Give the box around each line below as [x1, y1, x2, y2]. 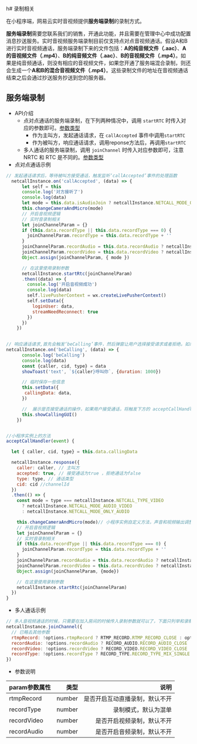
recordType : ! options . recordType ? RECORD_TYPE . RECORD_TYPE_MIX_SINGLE [11, 651, 191, 657]
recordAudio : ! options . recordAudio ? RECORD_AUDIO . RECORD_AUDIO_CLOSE [11, 640, 188, 646]
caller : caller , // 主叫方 [16, 465, 80, 471]
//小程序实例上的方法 [6, 433, 51, 439]
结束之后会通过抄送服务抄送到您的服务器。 [6, 74, 109, 81]
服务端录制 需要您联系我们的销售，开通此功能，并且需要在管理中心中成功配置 [6, 30, 191, 37]
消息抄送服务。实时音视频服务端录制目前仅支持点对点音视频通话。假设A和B [6, 38, 188, 44]
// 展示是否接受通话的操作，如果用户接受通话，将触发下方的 [21, 406, 151, 412]
